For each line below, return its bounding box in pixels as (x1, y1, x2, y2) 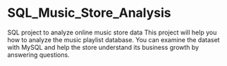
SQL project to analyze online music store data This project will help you (7, 28, 217, 37)
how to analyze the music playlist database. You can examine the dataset (7, 35, 220, 44)
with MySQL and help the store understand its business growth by (7, 43, 200, 51)
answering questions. (7, 51, 70, 59)
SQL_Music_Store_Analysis (7, 5, 171, 21)
